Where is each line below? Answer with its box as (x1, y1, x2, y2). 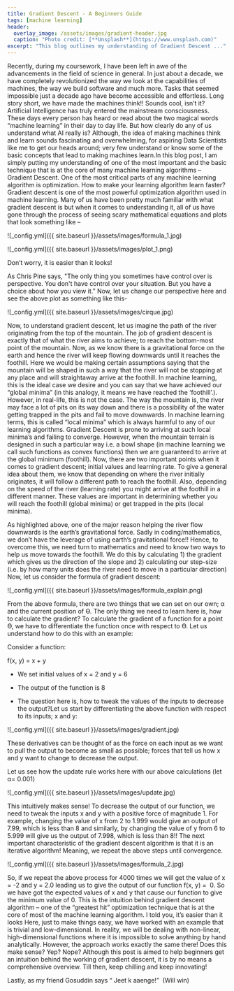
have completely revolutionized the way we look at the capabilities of (7, 77, 206, 85)
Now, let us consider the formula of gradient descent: (7, 572, 161, 581)
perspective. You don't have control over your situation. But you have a (7, 280, 212, 287)
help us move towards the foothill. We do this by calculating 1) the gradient (7, 550, 222, 558)
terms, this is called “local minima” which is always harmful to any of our (7, 418, 216, 426)
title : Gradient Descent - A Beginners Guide (7, 10, 142, 17)
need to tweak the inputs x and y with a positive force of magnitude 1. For (7, 809, 219, 818)
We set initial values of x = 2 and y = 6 (17, 670, 128, 678)
